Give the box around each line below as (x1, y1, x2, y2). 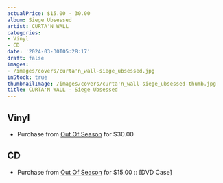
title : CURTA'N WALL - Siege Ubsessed (7, 86, 118, 93)
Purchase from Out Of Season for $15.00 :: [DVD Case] (16, 168, 173, 176)
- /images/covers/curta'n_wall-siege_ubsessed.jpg (7, 67, 155, 74)
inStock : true (7, 73, 48, 81)
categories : (7, 29, 41, 36)
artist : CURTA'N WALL (7, 23, 69, 29)
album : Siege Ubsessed (7, 16, 72, 23)
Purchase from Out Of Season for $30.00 (16, 130, 134, 138)
